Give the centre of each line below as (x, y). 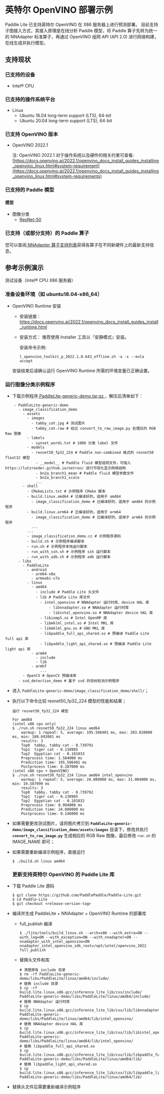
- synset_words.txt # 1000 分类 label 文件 (74, 443)
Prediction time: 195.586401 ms (54, 762)
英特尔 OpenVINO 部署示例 (59, 10)
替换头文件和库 (34, 960)
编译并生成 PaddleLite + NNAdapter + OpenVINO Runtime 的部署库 (79, 913)
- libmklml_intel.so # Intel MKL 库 (77, 623)
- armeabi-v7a (45, 579)
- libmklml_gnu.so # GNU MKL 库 (72, 629)
